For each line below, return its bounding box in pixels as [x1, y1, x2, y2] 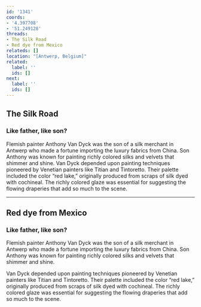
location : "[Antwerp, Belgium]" [6, 53, 87, 59]
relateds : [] [6, 48, 39, 54]
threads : [6, 31, 28, 37]
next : [6, 75, 20, 81]
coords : [6, 14, 26, 20]
